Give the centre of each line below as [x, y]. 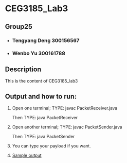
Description [23, 69]
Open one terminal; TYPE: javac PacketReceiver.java [65, 108]
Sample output [27, 155]
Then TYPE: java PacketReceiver [45, 118]
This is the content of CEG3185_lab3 [42, 81]
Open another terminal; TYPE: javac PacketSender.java [67, 127]
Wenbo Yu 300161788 [39, 53]
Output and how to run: [41, 96]
